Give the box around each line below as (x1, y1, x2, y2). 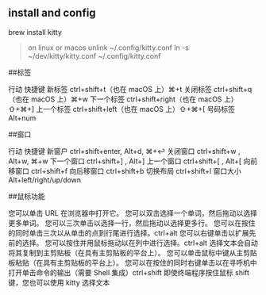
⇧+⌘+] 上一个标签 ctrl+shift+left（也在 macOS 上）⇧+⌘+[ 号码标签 (8, 104, 236, 113)
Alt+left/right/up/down (8, 174, 82, 185)
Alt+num (8, 113, 37, 122)
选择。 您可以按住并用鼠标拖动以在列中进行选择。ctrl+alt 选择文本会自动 (21, 238, 258, 247)
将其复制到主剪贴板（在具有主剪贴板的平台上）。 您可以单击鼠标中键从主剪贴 (8, 247, 257, 257)
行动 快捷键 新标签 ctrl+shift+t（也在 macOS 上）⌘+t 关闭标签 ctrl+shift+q (8, 84, 253, 94)
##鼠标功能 (8, 191, 45, 201)
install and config (8, 6, 97, 20)
